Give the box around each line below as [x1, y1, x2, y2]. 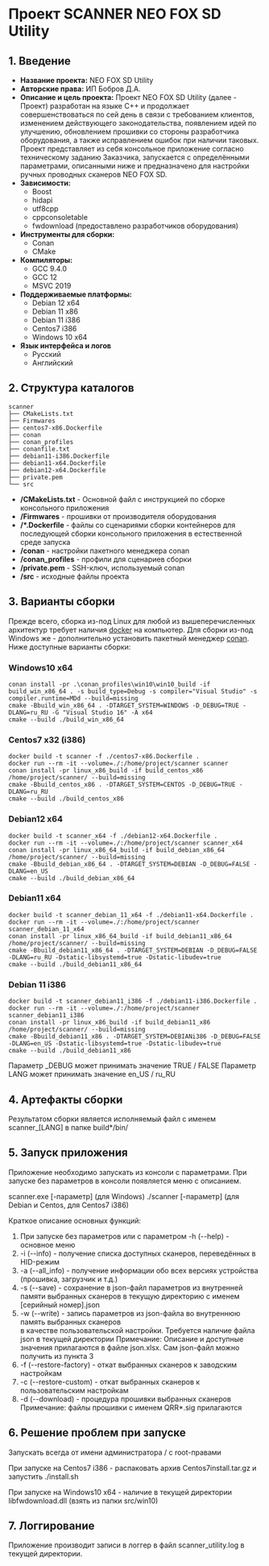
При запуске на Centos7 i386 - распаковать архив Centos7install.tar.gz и [8, 1463, 257, 1473]
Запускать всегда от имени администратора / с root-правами [8, 1448, 221, 1457]
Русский [31, 350, 62, 359]
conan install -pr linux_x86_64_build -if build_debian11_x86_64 [8, 932, 232, 940]
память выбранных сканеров [19, 1317, 122, 1327]
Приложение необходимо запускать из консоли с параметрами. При [8, 1167, 247, 1177]
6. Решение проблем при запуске [8, 1426, 187, 1439]
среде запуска [19, 537, 71, 546]
